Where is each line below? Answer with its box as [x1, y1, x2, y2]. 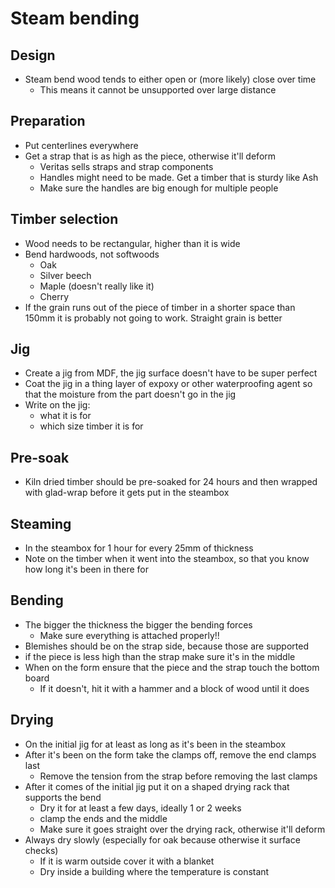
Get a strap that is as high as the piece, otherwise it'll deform [24, 150, 277, 162]
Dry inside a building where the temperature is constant [39, 865, 270, 877]
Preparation [10, 113, 86, 130]
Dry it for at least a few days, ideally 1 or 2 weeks [39, 802, 242, 814]
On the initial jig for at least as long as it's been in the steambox [24, 738, 287, 750]
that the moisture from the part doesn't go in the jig [24, 388, 237, 401]
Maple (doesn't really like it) [39, 280, 155, 292]
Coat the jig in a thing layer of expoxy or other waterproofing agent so [24, 378, 313, 390]
